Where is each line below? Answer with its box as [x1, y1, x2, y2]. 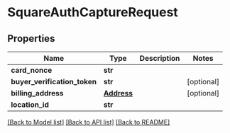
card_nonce [11, 65, 53, 75]
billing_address [11, 88, 64, 98]
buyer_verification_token [11, 77, 97, 86]
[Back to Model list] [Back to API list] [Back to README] [7, 118, 170, 126]
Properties [7, 33, 55, 45]
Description [139, 54, 180, 63]
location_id [11, 100, 50, 110]
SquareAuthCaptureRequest [7, 4, 179, 21]
